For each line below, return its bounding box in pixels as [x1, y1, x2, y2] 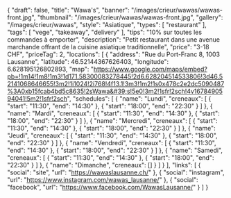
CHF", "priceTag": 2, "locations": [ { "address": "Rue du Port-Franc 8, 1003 [7, 50, 221, 58]
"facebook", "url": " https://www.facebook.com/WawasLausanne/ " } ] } [7, 183, 209, 191]
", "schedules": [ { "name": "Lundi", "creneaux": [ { [67, 94, 212, 103]
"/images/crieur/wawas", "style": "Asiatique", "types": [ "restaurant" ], [7, 21, 207, 28]
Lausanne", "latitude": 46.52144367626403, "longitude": [7, 58, 169, 65]
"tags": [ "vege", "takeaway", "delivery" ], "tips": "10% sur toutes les [7, 28, 203, 36]
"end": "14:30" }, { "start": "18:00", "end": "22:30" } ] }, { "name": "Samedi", [7, 146, 223, 154]
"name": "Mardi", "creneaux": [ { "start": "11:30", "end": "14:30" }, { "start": [7, 109, 220, 117]
